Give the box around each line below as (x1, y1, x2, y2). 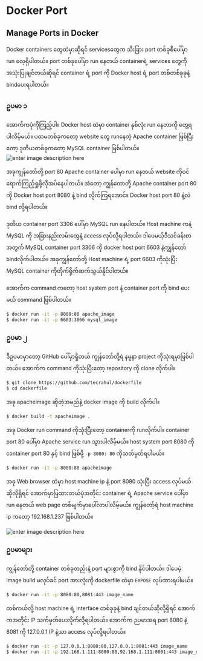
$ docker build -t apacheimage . (6, 413, 91, 420)
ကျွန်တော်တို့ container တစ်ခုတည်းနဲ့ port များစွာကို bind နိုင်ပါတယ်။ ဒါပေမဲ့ (6, 565, 182, 573)
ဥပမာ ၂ (6, 333, 28, 342)
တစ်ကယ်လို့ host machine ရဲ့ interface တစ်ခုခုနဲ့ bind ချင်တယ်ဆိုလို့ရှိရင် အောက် (6, 605, 196, 612)
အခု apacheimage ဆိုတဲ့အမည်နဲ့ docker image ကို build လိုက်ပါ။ (6, 398, 160, 406)
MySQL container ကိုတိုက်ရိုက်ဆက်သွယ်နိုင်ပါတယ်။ (6, 267, 129, 274)
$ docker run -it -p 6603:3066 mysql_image (6, 317, 118, 323)
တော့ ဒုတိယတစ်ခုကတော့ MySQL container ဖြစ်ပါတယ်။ (6, 145, 140, 152)
